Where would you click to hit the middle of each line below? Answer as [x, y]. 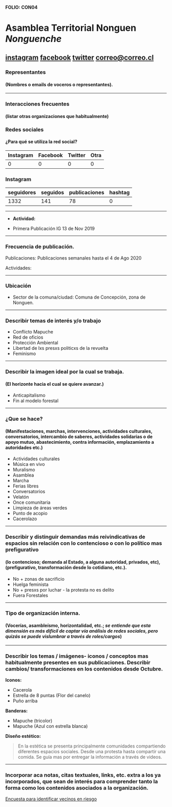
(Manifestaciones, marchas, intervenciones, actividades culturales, [79, 431]
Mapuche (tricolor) [33, 720]
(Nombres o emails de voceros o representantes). [59, 84]
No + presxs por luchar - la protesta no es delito [63, 589]
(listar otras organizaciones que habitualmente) [57, 116]
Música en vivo [29, 464]
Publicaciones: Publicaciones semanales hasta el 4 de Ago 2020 [73, 258]
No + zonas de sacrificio [39, 579]
